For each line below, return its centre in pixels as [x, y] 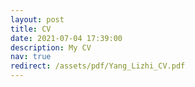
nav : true [31, 57]
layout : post [37, 19]
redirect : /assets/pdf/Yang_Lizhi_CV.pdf [98, 66]
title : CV [31, 29]
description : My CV [51, 47]
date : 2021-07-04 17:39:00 [66, 38]
